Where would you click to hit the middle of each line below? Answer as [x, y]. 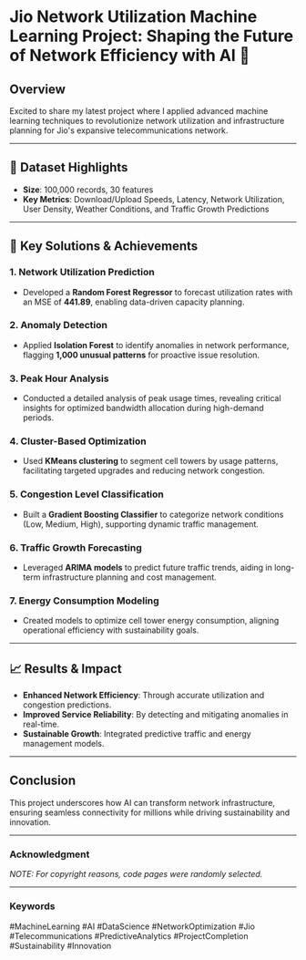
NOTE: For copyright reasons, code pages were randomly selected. [136, 874]
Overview [38, 89]
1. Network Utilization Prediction [82, 273]
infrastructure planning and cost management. [129, 577]
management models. [63, 744]
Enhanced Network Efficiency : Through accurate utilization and [143, 696]
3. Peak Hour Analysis [59, 378]
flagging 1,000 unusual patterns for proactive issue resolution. [141, 355]
